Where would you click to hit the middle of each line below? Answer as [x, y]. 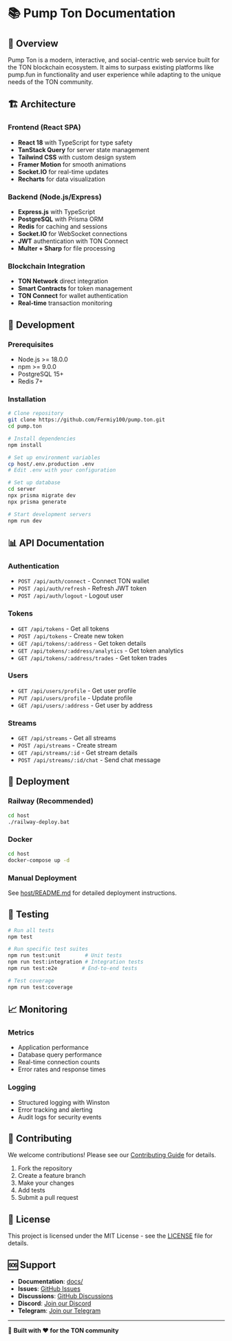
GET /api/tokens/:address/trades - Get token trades [92, 657]
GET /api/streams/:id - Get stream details [78, 753]
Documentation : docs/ [50, 1282]
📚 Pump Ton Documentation [92, 13]
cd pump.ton [25, 426]
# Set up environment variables [54, 457]
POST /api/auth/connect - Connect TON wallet [84, 581]
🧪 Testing [29, 915]
